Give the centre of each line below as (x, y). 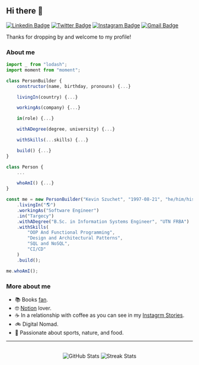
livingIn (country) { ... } (47, 97)
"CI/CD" (37, 249)
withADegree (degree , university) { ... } (66, 129)
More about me (28, 286)
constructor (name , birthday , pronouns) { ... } (74, 86)
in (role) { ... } (36, 119)
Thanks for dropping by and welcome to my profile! (69, 37)
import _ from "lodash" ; (37, 65)
